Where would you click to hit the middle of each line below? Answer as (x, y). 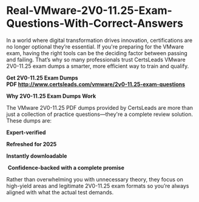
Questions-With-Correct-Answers (95, 23)
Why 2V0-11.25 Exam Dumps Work (51, 96)
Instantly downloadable (37, 156)
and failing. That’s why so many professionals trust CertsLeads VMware (96, 59)
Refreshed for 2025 (32, 144)
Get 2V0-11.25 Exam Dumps (42, 78)
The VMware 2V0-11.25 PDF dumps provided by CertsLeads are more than (99, 107)
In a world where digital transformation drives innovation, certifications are (99, 40)
